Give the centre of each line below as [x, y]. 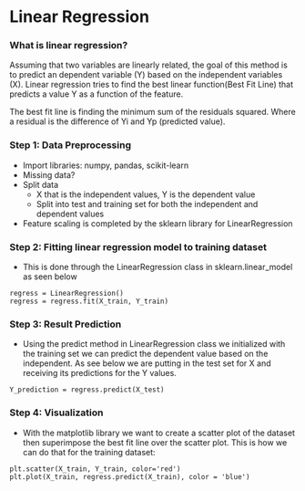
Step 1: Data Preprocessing [71, 145]
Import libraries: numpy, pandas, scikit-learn [106, 165]
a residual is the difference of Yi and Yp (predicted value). [117, 121]
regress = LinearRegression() [67, 294]
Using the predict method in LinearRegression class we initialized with [154, 344]
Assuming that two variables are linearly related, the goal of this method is [149, 65]
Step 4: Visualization [56, 413]
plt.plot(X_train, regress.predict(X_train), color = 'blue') [130, 476]
